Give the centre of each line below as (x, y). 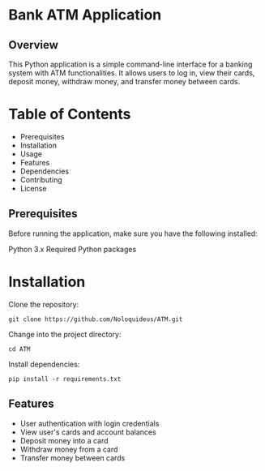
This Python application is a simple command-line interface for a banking (130, 64)
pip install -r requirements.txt (65, 379)
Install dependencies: (44, 364)
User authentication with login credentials (90, 423)
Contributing (41, 179)
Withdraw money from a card (69, 449)
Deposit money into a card (64, 440)
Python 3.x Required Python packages (73, 249)
